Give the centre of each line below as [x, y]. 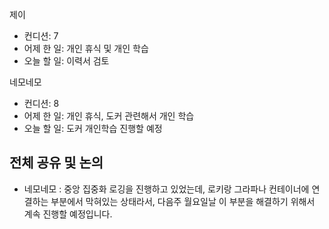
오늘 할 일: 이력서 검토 [66, 61]
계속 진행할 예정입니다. [68, 214]
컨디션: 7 [41, 36]
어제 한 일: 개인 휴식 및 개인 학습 [86, 48]
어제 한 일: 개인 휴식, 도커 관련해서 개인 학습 [109, 116]
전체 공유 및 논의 [56, 163]
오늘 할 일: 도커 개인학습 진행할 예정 [93, 128]
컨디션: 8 [41, 103]
